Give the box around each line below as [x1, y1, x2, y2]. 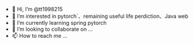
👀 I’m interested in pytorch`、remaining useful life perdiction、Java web [11, 12, 189, 20]
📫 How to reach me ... [11, 33, 67, 39]
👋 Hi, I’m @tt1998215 [11, 6, 63, 12]
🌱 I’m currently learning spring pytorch [11, 20, 107, 26]
